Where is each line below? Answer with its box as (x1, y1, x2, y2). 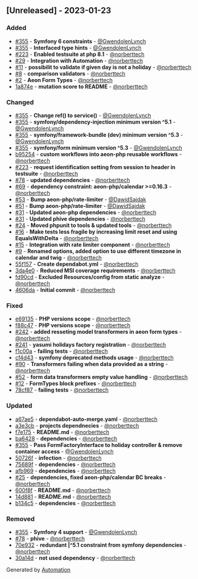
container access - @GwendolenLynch (15, 448, 114, 455)
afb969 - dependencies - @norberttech (15, 467, 116, 474)
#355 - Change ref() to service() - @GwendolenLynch (15, 111, 151, 119)
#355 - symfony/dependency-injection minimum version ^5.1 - (15, 118, 176, 125)
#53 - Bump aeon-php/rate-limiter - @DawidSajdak (15, 195, 147, 203)
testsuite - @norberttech (15, 170, 79, 177)
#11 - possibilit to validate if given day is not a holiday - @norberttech (15, 63, 192, 71)
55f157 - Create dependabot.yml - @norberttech (15, 260, 139, 268)
